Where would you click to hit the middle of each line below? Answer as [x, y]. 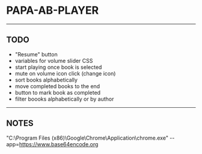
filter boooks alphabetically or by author [64, 99]
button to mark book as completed [58, 92]
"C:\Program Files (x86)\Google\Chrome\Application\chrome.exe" [87, 138]
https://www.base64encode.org [59, 144]
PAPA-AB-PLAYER [53, 10]
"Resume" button [36, 54]
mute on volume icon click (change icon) [65, 73]
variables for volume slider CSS [54, 61]
